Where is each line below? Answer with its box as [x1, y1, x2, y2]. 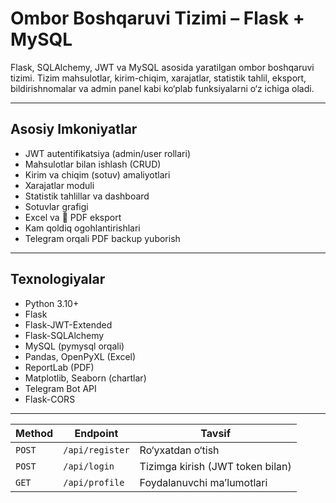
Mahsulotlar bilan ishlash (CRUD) [24, 158, 162, 170]
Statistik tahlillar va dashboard [24, 190, 150, 202]
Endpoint [74, 426, 119, 440]
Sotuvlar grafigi [24, 200, 89, 212]
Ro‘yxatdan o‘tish [139, 443, 220, 457]
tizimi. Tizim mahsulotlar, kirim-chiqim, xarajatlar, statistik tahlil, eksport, [10, 72, 307, 84]
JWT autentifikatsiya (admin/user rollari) [24, 147, 192, 159]
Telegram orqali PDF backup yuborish [24, 232, 181, 244]
